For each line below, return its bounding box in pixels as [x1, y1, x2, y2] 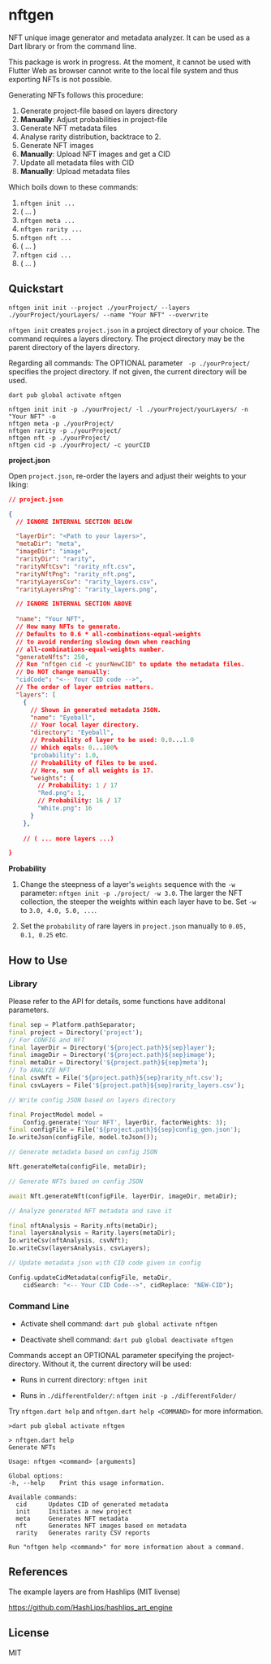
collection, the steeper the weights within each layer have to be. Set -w [19, 897, 256, 906]
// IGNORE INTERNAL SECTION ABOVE [15, 600, 132, 608]
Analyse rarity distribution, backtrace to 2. [19, 132, 161, 142]
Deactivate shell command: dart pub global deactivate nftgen [19, 1334, 234, 1344]
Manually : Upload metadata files [19, 166, 131, 176]
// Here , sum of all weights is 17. [29, 766, 154, 775]
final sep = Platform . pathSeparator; [8, 1020, 136, 1029]
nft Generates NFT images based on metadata [15, 1522, 187, 1530]
